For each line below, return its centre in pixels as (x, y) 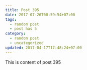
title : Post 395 (22, 10)
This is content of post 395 (33, 62)
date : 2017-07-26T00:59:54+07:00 (40, 15)
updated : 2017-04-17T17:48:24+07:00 (43, 48)
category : (16, 33)
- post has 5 (23, 29)
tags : (11, 19)
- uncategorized (27, 43)
